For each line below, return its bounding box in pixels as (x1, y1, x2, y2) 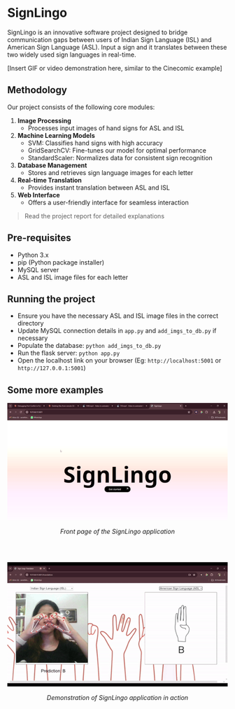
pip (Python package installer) (17, 258, 105, 267)
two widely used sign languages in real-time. (7, 50, 136, 59)
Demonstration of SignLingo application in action (46, 694, 189, 702)
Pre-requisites (7, 232, 71, 244)
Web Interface (17, 190, 61, 199)
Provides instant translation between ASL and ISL (27, 183, 170, 192)
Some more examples (7, 384, 104, 396)
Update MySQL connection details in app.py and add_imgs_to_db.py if (17, 327, 217, 335)
